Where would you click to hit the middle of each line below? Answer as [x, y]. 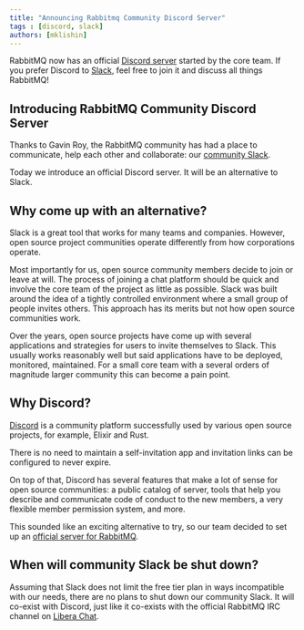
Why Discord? [51, 403]
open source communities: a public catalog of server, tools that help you [145, 490]
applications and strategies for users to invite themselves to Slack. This [143, 346]
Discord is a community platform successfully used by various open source [151, 425]
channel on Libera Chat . [54, 615]
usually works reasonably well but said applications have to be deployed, [147, 355]
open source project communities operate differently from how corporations [152, 242]
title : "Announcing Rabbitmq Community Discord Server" [117, 18]
